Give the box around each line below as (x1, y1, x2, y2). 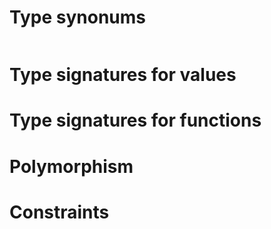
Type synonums (9, 6, 146, 29)
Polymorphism (9, 155, 134, 178)
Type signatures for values (9, 64, 237, 86)
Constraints (9, 201, 110, 223)
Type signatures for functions (9, 109, 262, 132)
